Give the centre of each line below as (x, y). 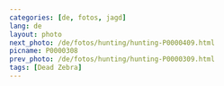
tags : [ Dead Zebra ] (46, 68)
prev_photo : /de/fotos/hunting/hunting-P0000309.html (112, 59)
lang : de (26, 26)
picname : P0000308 (44, 51)
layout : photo (36, 34)
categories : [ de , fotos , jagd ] (68, 17)
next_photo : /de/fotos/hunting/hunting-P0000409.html (112, 43)
